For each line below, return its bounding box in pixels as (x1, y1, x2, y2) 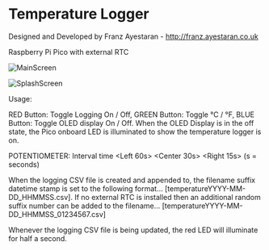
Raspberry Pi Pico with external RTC (8, 47, 129, 56)
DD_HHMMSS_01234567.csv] (8, 209, 107, 219)
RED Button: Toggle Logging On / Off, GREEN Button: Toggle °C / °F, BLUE (8, 110, 255, 119)
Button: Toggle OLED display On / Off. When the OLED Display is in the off (8, 118, 254, 127)
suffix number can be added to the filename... (8, 201, 161, 210)
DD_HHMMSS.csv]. (8, 192, 74, 202)
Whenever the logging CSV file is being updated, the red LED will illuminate (8, 225, 258, 235)
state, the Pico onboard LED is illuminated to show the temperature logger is (8, 127, 262, 136)
